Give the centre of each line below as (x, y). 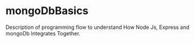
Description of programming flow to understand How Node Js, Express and (97, 27)
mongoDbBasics (47, 11)
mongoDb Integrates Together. (43, 33)
